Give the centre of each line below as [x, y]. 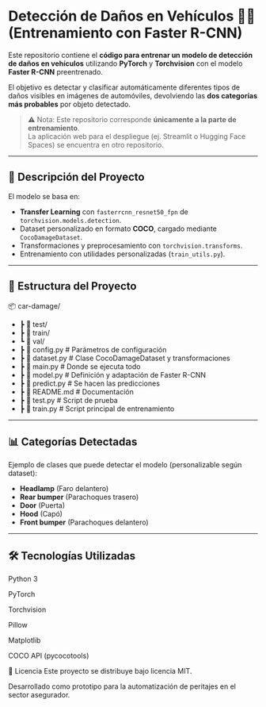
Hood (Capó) [41, 514]
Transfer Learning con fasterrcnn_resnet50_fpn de [104, 211]
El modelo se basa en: [44, 196]
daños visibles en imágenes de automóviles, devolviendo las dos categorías [133, 95]
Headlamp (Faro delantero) [64, 489]
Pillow [18, 625]
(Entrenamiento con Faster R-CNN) [125, 33]
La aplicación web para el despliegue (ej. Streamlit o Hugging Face [137, 136]
